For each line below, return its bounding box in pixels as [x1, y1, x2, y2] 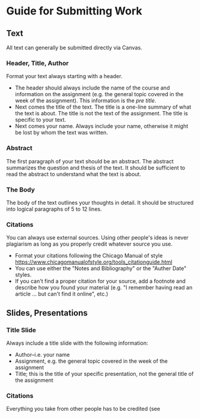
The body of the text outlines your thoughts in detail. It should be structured [6, 199, 194, 206]
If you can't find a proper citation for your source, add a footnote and [14, 277, 186, 285]
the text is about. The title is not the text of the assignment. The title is [14, 110, 188, 117]
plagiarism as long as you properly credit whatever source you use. [6, 240, 173, 247]
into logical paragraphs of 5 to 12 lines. [6, 205, 102, 213]
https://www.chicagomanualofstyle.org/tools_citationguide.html [14, 258, 172, 265]
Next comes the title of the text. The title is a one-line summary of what [14, 103, 192, 111]
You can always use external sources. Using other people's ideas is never [6, 234, 189, 241]
